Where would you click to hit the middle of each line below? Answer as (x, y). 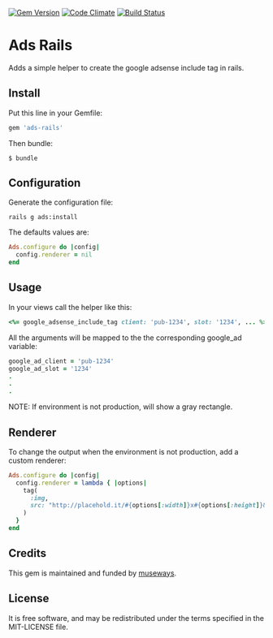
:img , (39, 498)
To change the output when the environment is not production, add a (123, 451)
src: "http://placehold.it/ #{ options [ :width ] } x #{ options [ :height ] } (147, 506)
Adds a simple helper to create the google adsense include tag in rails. (126, 67)
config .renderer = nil (54, 255)
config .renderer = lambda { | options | (82, 483)
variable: (23, 346)
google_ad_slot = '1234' (50, 369)
